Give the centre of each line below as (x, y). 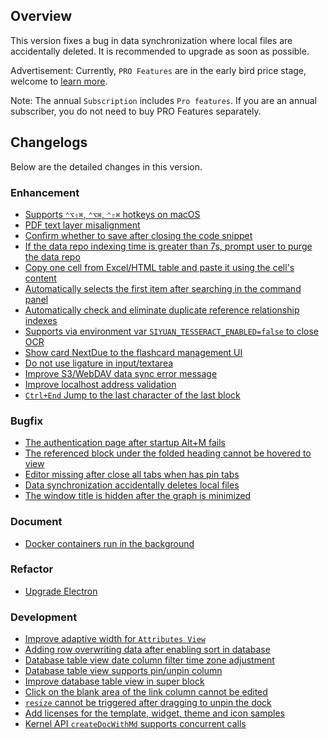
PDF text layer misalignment (82, 225)
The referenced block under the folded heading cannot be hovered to (168, 453)
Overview (41, 16)
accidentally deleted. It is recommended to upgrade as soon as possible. (160, 51)
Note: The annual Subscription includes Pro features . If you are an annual (164, 100)
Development (44, 617)
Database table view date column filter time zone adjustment (149, 660)
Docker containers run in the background (109, 543)
